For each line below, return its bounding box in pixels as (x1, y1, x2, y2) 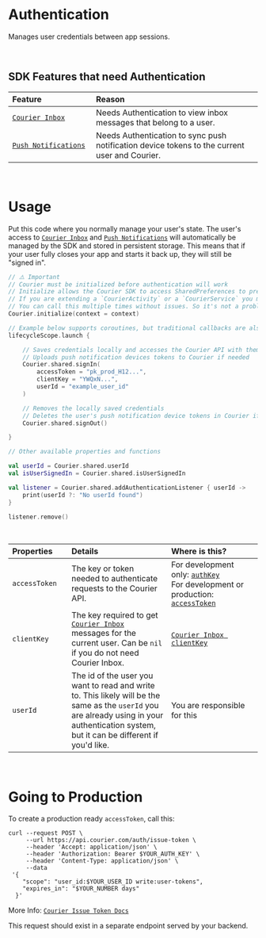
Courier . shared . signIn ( (22, 361, 101, 369)
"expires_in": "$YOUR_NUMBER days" (22, 885, 140, 893)
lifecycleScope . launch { (8, 331, 90, 339)
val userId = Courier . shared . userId (8, 462, 129, 470)
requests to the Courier (70, 583, 158, 594)
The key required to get (70, 610, 158, 621)
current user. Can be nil (70, 637, 162, 649)
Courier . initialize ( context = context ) (8, 310, 140, 318)
